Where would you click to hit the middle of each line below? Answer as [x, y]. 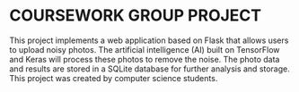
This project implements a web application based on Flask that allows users [149, 40]
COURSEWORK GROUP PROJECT [136, 16]
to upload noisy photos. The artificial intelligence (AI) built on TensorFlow [145, 49]
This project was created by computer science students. [114, 78]
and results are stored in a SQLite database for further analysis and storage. [149, 69]
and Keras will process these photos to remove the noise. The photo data [145, 59]
